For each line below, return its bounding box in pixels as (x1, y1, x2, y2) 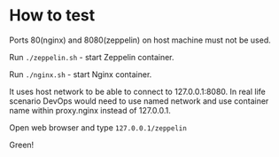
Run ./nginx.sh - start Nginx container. (9, 68, 152, 80)
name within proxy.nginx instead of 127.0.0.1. (9, 105, 171, 115)
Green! (9, 139, 35, 150)
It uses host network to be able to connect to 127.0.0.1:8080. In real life (9, 86, 266, 97)
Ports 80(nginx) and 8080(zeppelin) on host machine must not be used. (9, 35, 272, 45)
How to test (9, 5, 96, 26)
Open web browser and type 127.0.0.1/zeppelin (9, 122, 188, 133)
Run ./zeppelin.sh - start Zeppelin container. (9, 51, 174, 62)
